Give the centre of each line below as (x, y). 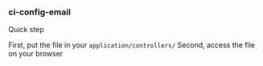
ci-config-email (39, 12)
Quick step (26, 30)
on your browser (36, 54)
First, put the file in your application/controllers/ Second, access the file (132, 45)
